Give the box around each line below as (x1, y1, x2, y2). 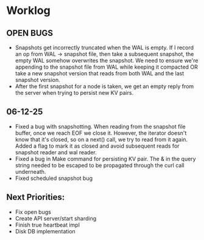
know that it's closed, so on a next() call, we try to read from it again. (15, 135, 188, 143)
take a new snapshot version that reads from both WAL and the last (15, 70, 185, 77)
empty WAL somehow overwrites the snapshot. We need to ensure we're (15, 57, 199, 64)
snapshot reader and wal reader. (15, 148, 97, 156)
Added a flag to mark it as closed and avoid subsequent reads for (15, 142, 180, 149)
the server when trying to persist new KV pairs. (15, 89, 134, 96)
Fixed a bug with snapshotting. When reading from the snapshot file (15, 123, 186, 130)
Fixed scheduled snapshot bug (15, 174, 93, 182)
